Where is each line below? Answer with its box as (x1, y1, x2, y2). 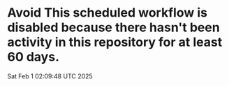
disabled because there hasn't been (7, 19, 220, 35)
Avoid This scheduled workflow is (7, 5, 208, 21)
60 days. (7, 49, 60, 65)
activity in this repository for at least (7, 35, 223, 50)
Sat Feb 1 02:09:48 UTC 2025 (7, 71, 93, 80)
